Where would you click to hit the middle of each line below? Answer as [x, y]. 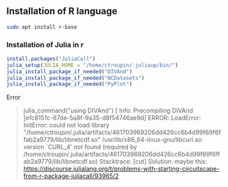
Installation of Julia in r [45, 45]
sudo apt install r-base [42, 27]
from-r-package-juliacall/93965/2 [71, 176]
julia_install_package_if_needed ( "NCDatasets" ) [76, 78]
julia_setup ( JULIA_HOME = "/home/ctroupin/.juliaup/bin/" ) [92, 65]
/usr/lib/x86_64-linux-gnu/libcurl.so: [152, 140]
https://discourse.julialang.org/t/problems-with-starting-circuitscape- [121, 169]
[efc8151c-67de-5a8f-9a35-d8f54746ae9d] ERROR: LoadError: [112, 118]
